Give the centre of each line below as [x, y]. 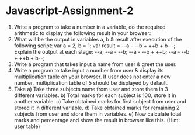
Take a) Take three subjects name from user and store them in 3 [91, 89]
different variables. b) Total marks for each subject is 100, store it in [95, 95]
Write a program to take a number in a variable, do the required [90, 27]
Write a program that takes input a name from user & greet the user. [95, 64]
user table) [27, 126]
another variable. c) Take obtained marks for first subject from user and [100, 101]
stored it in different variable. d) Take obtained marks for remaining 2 [97, 108]
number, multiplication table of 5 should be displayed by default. [91, 82]
